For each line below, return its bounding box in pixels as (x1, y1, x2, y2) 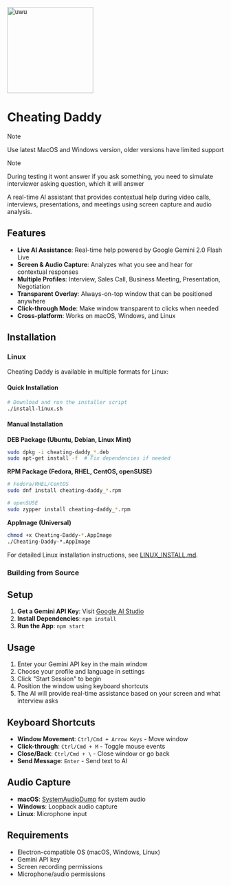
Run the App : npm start (16, 622, 85, 630)
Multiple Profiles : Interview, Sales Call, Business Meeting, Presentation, (16, 275, 221, 283)
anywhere (16, 297, 46, 305)
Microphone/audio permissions (16, 870, 106, 878)
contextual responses (16, 268, 79, 276)
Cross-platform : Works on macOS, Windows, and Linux (16, 311, 176, 319)
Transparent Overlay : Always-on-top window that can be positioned (16, 289, 212, 298)
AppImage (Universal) (7, 518, 71, 526)
